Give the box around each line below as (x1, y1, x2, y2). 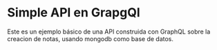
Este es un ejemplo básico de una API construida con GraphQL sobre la (7, 27, 211, 36)
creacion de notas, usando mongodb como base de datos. (7, 34, 174, 42)
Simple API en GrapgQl (7, 5, 140, 21)
